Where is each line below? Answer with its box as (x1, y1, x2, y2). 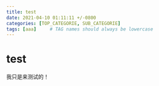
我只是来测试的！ (6, 73, 49, 81)
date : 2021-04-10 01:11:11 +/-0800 (6, 15, 96, 21)
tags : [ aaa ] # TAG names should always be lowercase (6, 26, 154, 32)
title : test (6, 9, 36, 15)
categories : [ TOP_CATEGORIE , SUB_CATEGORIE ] (6, 20, 121, 26)
